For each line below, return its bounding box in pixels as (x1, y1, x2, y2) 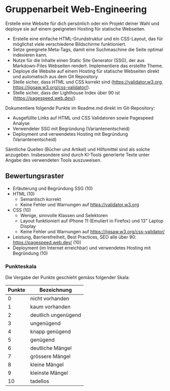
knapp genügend (30, 328, 71, 335)
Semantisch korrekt (20, 196, 61, 202)
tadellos (30, 378, 50, 385)
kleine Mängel (30, 361, 64, 368)
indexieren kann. (12, 52, 48, 58)
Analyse (12, 120, 30, 126)
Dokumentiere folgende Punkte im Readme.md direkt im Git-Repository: (5, 105, 155, 111)
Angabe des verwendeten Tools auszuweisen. (5, 157, 102, 163)
